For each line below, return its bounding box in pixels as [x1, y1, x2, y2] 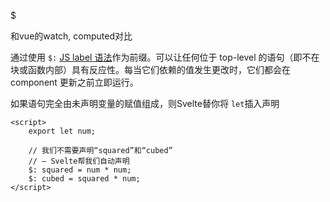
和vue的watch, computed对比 [10, 30, 133, 42]
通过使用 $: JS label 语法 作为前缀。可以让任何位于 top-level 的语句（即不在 [10, 51, 320, 63]
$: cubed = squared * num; [28, 174, 141, 184]
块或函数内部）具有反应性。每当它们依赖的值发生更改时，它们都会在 [10, 64, 291, 75]
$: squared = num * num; [28, 165, 132, 175]
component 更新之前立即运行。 [10, 76, 139, 88]
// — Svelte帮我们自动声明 [28, 156, 130, 166]
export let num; [28, 126, 97, 136]
